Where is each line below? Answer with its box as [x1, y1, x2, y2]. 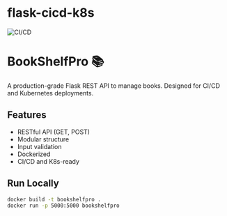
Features [7, 109, 47, 121]
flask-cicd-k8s [7, 5, 95, 21]
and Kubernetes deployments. [7, 88, 94, 97]
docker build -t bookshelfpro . [7, 196, 101, 203]
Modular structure [17, 134, 70, 144]
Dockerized [17, 150, 51, 158]
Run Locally [7, 178, 59, 190]
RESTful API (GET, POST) [17, 128, 91, 136]
